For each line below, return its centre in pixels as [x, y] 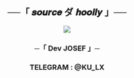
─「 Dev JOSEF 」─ [67, 48]
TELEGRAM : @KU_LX [67, 67]
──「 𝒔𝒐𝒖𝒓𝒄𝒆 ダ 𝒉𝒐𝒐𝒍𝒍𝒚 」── [67, 12]
